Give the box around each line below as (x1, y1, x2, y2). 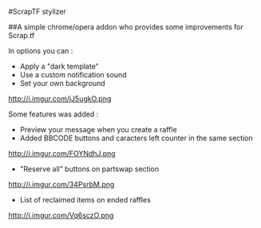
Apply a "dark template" (19, 61, 100, 71)
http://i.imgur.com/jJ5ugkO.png (8, 94, 112, 103)
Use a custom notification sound (19, 70, 127, 79)
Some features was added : (8, 109, 99, 119)
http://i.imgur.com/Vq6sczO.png (8, 210, 114, 220)
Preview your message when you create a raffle (19, 125, 177, 134)
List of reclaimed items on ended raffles (19, 195, 152, 204)
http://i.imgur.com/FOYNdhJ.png (8, 149, 116, 158)
